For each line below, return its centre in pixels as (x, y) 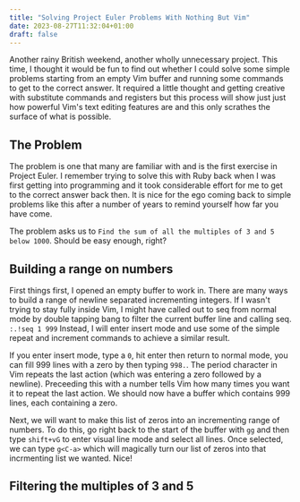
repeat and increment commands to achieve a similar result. (120, 338)
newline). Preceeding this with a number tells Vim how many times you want (150, 384)
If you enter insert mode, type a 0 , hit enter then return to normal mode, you (149, 355)
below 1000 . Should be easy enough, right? (88, 241)
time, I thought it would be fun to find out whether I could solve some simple (150, 69)
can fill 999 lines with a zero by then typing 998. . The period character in (143, 365)
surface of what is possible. (60, 116)
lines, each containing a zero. (64, 403)
